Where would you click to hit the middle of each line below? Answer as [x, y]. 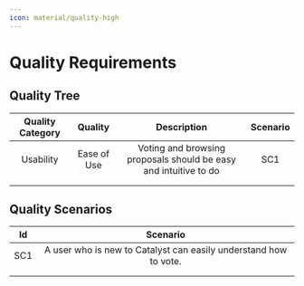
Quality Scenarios [61, 210]
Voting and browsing [181, 148]
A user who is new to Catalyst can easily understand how [166, 250]
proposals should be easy [181, 159]
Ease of [94, 153]
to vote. [166, 262]
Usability [40, 159]
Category [40, 132]
